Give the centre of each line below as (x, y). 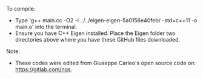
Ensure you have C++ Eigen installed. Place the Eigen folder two (95, 33)
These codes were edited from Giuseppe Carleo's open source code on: (105, 63)
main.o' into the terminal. (46, 27)
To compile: (21, 9)
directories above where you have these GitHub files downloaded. (98, 39)
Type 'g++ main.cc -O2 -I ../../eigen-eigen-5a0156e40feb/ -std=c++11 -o (106, 20)
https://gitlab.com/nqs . (44, 69)
